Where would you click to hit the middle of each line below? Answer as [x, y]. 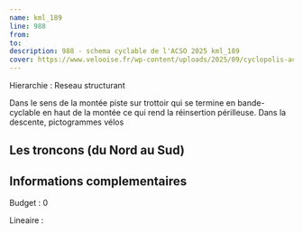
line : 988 [28, 26]
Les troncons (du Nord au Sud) [97, 150]
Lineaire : [27, 220]
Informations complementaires [98, 181]
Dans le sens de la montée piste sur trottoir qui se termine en [123, 103]
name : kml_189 [36, 18]
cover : [22, 60]
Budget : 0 [29, 203]
